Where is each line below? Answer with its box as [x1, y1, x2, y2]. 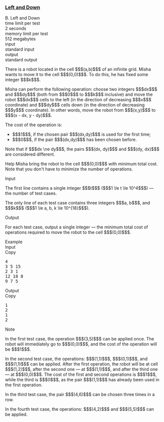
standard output [5, 57, 38, 63]
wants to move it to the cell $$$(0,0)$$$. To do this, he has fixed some [5, 72, 148, 78]
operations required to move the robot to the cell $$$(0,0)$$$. [5, 229, 131, 235]
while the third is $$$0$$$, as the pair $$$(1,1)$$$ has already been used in [5, 377, 160, 383]
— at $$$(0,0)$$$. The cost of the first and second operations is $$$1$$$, [5, 371, 157, 377]
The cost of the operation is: [5, 122, 62, 128]
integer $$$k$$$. [5, 77, 41, 83]
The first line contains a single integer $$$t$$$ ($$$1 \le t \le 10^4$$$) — [5, 185, 154, 191]
